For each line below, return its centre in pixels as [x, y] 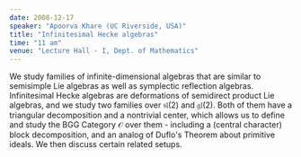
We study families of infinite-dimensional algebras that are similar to [135, 76]
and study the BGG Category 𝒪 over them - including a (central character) [146, 125]
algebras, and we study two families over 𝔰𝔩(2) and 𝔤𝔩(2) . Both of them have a [151, 105]
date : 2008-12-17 [42, 17]
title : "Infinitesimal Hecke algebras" [84, 34]
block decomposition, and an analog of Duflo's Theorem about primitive [142, 135]
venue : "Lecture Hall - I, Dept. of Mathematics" [104, 51]
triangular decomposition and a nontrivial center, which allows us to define [147, 115]
